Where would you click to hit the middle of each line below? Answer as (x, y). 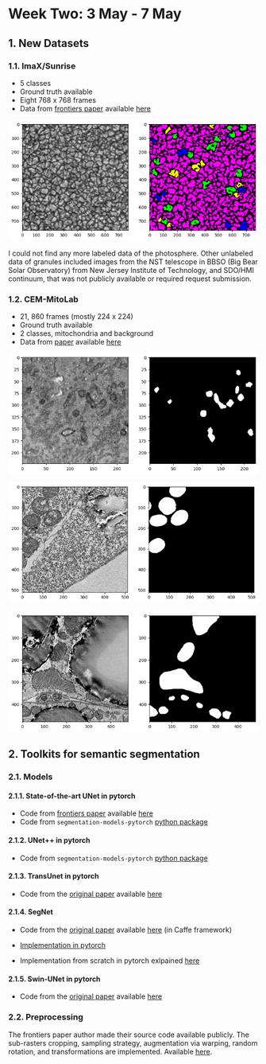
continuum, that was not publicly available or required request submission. (130, 279)
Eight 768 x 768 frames (58, 99)
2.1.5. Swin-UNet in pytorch (54, 979)
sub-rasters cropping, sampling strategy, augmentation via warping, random (133, 1043)
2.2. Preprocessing (46, 1017)
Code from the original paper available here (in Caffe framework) (126, 930)
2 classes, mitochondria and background (87, 333)
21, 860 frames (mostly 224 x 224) (76, 317)
